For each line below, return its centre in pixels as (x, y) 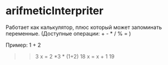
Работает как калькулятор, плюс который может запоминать (84, 27)
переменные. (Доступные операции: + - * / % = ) (68, 33)
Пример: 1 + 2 (23, 45)
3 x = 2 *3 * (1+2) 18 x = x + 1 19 (75, 56)
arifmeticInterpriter (55, 11)
